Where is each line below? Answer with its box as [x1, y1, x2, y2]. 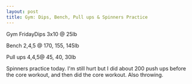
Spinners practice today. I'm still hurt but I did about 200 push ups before [6, 64, 187, 72]
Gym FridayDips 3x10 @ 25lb [6, 30, 78, 37]
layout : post [6, 8, 39, 15]
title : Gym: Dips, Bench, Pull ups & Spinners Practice [6, 14, 148, 20]
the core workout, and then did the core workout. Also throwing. [6, 71, 164, 78]
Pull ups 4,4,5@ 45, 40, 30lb [6, 53, 76, 60]
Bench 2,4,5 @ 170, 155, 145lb [6, 42, 79, 49]
